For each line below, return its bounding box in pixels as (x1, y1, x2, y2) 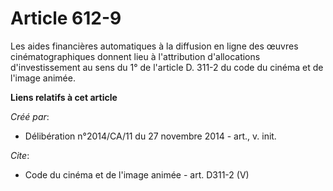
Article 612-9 (10, 7, 122, 30)
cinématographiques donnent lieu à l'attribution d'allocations (10, 50, 261, 62)
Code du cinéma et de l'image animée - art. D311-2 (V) (24, 168, 250, 181)
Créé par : (10, 110, 50, 122)
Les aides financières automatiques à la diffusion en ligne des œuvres (10, 40, 299, 52)
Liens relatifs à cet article (10, 91, 118, 103)
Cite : (10, 149, 30, 161)
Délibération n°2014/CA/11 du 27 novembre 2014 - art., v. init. (24, 130, 277, 142)
